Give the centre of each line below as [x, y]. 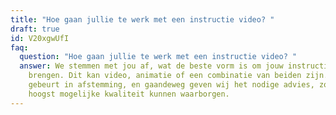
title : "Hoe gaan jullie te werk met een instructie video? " [142, 19]
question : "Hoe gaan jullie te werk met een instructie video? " [158, 57]
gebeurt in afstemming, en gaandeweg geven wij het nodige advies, [171, 85]
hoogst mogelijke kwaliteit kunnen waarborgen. [129, 94]
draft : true [35, 29]
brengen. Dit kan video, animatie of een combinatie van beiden [165, 76]
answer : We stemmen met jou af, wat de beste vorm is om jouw [151, 66]
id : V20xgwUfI [40, 38]
